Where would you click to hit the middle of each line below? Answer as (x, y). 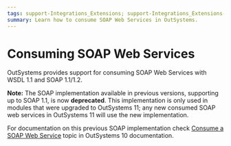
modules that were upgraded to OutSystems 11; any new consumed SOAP (111, 108)
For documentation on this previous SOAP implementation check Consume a (115, 128)
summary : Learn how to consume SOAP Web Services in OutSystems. (102, 20)
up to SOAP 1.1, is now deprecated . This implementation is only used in (108, 101)
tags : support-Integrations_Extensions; (66, 13)
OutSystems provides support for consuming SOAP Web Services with (107, 73)
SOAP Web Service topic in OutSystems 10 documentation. (90, 136)
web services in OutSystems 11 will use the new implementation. (98, 115)
